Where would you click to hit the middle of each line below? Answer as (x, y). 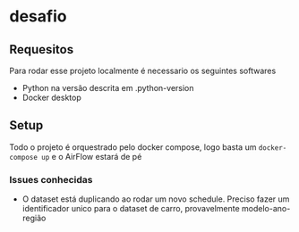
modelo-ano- (266, 209)
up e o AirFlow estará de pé (92, 156)
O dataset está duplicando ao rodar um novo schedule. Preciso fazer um (156, 199)
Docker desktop (52, 97)
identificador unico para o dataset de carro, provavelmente (131, 209)
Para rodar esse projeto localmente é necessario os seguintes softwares (143, 70)
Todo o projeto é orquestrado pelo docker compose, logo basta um (133, 147)
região (34, 218)
